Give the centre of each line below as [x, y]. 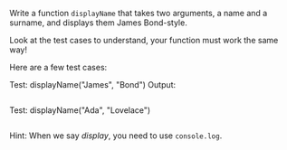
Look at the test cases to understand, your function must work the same [144, 40]
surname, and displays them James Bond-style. [98, 23]
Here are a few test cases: [58, 67]
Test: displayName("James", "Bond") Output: [93, 84]
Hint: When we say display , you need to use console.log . [116, 136]
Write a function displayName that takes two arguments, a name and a [139, 13]
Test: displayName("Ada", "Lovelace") [80, 110]
